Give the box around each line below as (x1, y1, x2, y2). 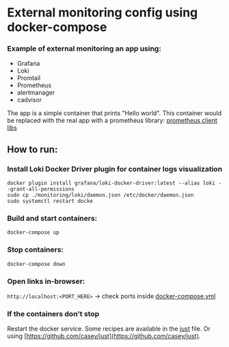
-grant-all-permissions (7, 186, 75, 193)
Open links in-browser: (7, 276, 85, 286)
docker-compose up (7, 229, 59, 236)
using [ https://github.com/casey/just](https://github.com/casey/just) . (7, 332, 201, 340)
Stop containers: (7, 245, 64, 254)
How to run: (7, 143, 58, 155)
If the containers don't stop (7, 309, 100, 318)
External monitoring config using (7, 5, 198, 21)
